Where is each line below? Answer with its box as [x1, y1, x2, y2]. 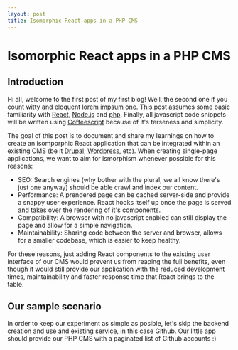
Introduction [7, 76, 64, 88]
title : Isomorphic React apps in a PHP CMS [7, 17, 139, 24]
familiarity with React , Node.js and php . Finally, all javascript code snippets [7, 110, 226, 118]
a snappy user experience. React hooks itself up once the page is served [17, 198, 232, 206]
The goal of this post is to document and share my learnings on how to [7, 131, 215, 139]
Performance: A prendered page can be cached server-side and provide [17, 190, 230, 199]
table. [7, 280, 24, 288]
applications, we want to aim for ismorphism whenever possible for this [7, 154, 216, 162]
